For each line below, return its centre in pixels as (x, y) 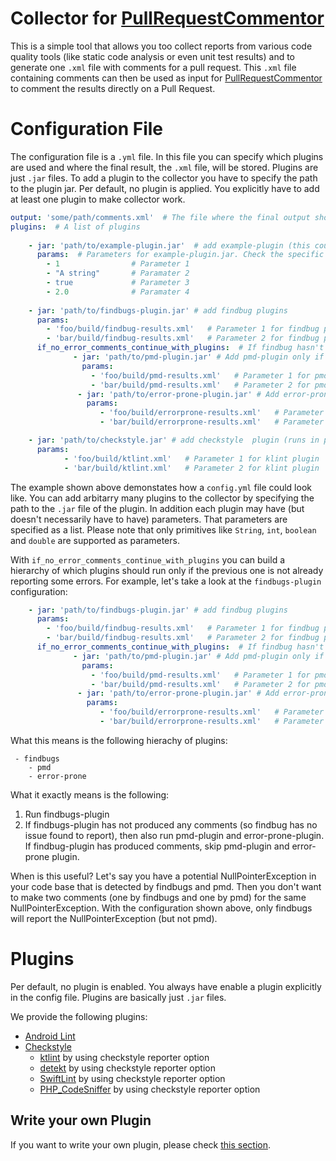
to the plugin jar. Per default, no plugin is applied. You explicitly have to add (165, 188)
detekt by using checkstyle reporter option (127, 1068)
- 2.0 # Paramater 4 (118, 292)
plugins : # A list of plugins (75, 227)
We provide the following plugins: (79, 1016)
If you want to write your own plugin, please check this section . (140, 1144)
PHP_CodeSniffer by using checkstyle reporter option (150, 1089)
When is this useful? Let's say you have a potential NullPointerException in (163, 876)
